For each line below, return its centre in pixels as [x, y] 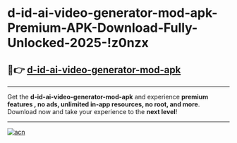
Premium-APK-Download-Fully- [103, 28]
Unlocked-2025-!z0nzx [78, 43]
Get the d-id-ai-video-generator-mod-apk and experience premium [108, 97]
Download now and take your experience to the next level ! [92, 112]
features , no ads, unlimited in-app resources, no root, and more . [104, 104]
